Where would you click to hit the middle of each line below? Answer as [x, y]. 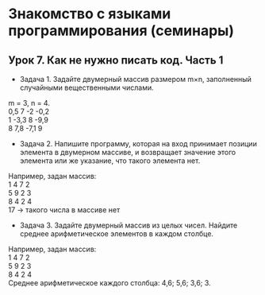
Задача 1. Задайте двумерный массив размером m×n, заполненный [136, 79]
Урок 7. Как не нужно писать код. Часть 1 [116, 60]
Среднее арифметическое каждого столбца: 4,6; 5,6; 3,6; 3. [110, 283]
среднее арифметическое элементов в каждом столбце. [117, 234]
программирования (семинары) [121, 31]
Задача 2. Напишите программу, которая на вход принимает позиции [138, 144]
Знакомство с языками [90, 14]
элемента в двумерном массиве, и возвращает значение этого [128, 152]
